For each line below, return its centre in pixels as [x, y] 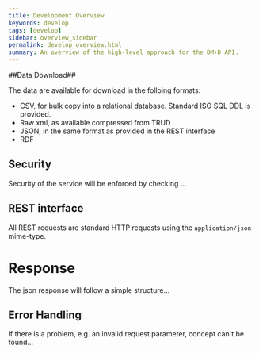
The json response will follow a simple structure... [89, 290]
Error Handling [45, 315]
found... [21, 343]
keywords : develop [38, 23]
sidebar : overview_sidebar [53, 38]
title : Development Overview [56, 15]
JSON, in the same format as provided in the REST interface [117, 131]
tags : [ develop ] [35, 30]
